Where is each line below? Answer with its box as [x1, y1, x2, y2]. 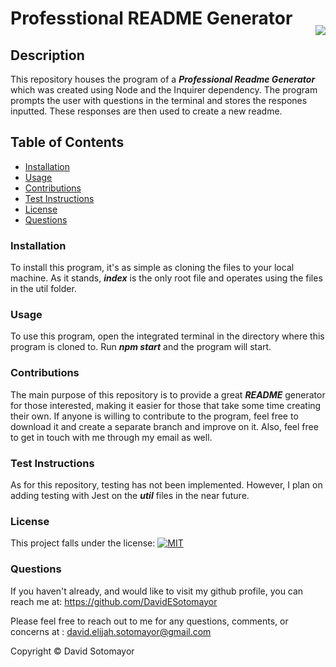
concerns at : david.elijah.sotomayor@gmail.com [10, 625, 212, 637]
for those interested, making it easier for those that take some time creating [10, 399, 322, 411]
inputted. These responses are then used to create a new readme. [10, 105, 283, 117]
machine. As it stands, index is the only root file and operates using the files [10, 272, 323, 284]
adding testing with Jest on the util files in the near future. [10, 490, 250, 501]
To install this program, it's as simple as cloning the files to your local [10, 262, 295, 274]
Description [10, 47, 85, 64]
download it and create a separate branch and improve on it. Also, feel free [10, 420, 319, 432]
